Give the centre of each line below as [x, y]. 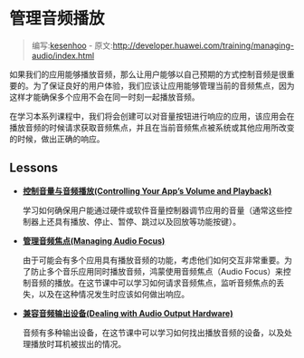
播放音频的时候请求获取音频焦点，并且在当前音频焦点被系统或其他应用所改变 [152, 127]
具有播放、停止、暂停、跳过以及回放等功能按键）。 [147, 221]
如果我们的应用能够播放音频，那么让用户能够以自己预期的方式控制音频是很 [148, 74]
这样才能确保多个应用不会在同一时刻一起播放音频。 [104, 97]
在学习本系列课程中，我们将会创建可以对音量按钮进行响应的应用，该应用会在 [152, 116]
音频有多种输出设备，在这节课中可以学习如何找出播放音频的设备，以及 [153, 333]
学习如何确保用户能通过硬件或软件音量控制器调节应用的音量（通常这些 [153, 210]
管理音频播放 [57, 19]
